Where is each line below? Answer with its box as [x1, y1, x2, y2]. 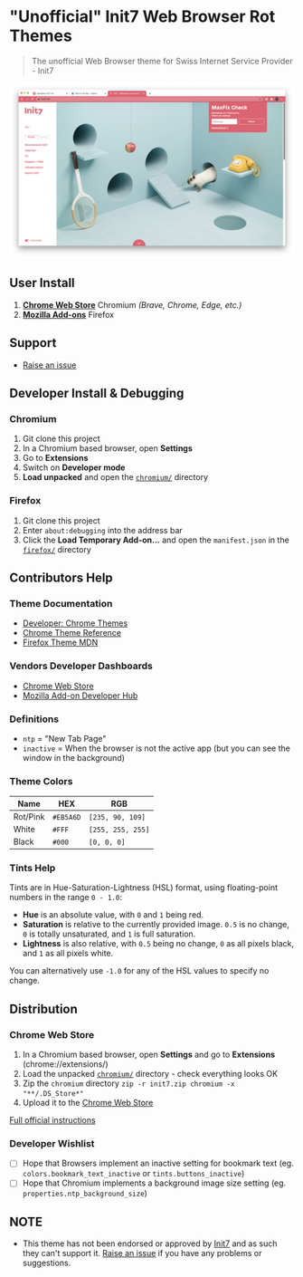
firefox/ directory [22, 543, 92, 554]
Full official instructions [9, 1114, 97, 1125]
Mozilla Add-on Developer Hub [22, 690, 138, 701]
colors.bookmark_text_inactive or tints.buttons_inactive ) [22, 1168, 245, 1179]
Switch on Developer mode [22, 462, 126, 473]
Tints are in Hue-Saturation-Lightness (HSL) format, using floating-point [9, 882, 279, 893]
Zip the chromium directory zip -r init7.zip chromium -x [22, 1078, 235, 1089]
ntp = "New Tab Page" [22, 733, 107, 744]
